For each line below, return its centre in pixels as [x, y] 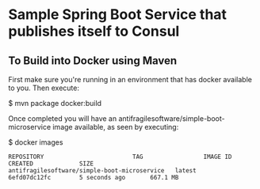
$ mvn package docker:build [55, 103]
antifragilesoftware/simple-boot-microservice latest [102, 171]
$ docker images [36, 142]
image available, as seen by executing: [116, 127]
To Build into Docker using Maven [93, 60]
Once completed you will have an [63, 119]
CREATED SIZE [51, 164]
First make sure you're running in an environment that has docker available [130, 79]
